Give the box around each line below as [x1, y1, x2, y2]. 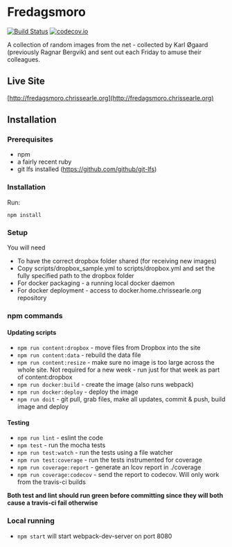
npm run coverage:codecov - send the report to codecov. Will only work [17, 471, 220, 479]
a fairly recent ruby [17, 157, 72, 166]
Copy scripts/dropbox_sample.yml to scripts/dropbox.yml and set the [17, 264, 215, 272]
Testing [7, 418, 30, 426]
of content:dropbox [17, 373, 73, 381]
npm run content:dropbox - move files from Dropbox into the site [17, 344, 201, 352]
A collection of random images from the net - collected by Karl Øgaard [7, 40, 208, 49]
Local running [7, 516, 55, 526]
